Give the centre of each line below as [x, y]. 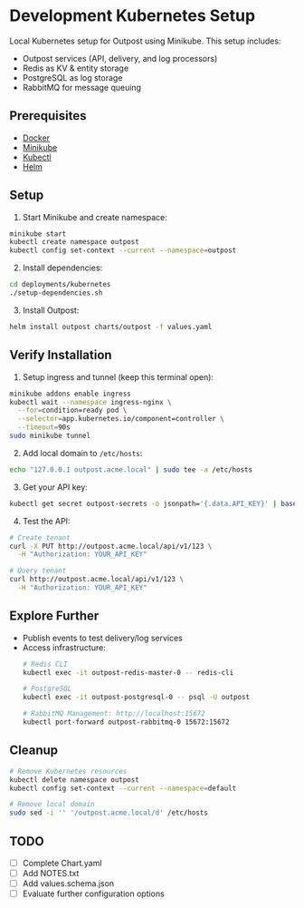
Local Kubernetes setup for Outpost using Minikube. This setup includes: [145, 41]
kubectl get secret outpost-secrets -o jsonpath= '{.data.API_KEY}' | [143, 503]
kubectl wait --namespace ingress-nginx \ [90, 402]
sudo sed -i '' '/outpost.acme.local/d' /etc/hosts [109, 813]
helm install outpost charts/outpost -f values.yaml [111, 327]
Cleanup [34, 751]
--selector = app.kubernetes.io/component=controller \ [121, 419]
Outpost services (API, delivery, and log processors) [120, 58]
